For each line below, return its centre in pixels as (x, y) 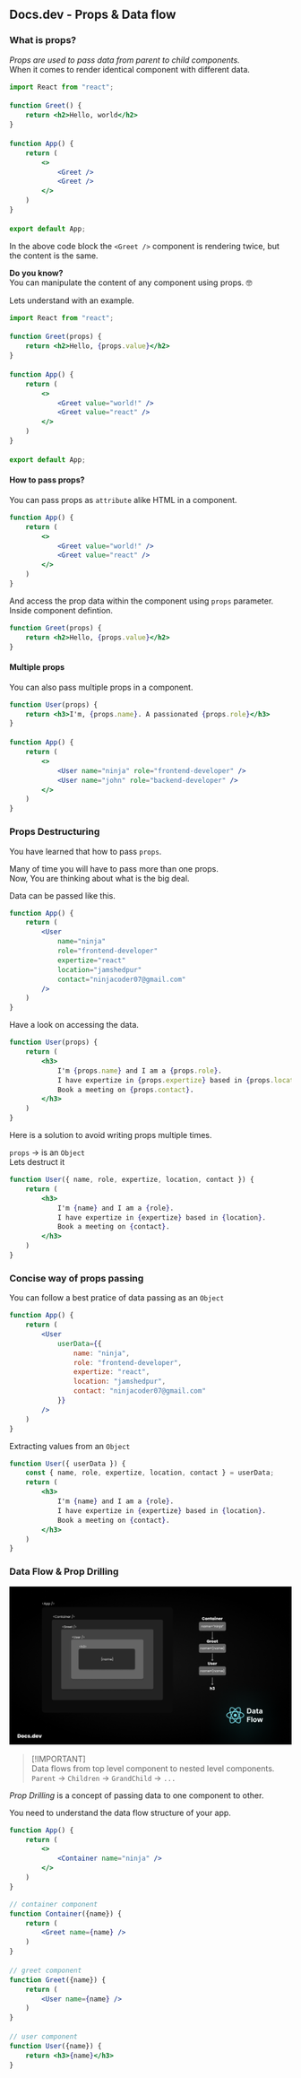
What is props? (43, 40)
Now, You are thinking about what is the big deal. (99, 878)
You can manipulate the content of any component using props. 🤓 (131, 283)
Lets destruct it (37, 1162)
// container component (54, 1904)
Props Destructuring (55, 831)
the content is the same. (54, 256)
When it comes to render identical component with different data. (130, 69)
